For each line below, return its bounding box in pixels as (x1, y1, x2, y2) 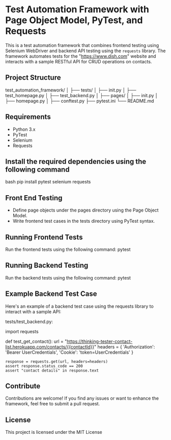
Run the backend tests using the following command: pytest (5, 274, 131, 281)
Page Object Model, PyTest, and (5, 14, 143, 26)
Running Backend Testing (5, 261, 89, 270)
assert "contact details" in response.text (5, 368, 99, 373)
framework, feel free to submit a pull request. (5, 401, 100, 407)
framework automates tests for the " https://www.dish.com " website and (5, 53, 156, 59)
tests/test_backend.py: (5, 318, 53, 325)
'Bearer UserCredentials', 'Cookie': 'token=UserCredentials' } (5, 349, 134, 355)
